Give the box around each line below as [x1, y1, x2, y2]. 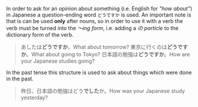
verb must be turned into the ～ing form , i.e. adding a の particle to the [6, 25, 179, 31]
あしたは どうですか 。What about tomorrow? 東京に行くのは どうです [20, 44, 188, 50]
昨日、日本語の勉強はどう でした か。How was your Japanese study [20, 87, 186, 94]
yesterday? [20, 94, 48, 101]
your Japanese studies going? [20, 57, 95, 64]
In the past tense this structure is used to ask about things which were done [6, 69, 192, 76]
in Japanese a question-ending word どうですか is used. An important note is [6, 11, 191, 18]
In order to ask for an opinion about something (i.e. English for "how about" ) [6, 5, 193, 12]
